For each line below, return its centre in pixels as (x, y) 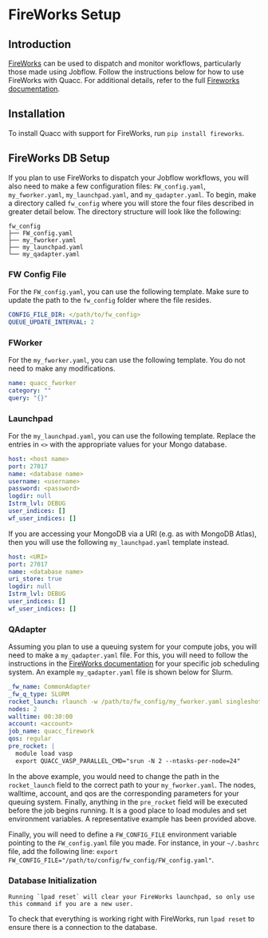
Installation (37, 114)
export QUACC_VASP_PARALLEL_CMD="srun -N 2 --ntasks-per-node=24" (128, 761)
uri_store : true (35, 579)
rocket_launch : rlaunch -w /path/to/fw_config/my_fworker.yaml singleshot (135, 702)
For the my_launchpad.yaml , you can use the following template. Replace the (132, 435)
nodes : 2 (23, 709)
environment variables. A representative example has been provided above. (132, 819)
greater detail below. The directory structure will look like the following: (125, 211)
